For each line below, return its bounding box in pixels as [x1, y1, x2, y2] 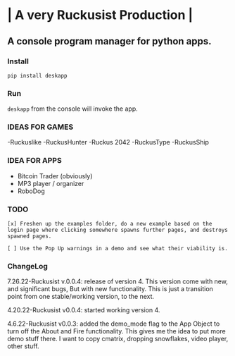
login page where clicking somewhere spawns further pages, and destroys [7, 226, 229, 234]
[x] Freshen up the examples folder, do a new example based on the [7, 221, 212, 228]
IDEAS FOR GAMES [7, 122, 74, 132]
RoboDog [17, 187, 46, 195]
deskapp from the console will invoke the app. [7, 104, 139, 113]
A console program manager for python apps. [7, 35, 212, 47]
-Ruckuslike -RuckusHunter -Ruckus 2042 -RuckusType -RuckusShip [7, 138, 210, 147]
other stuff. [7, 342, 39, 350]
